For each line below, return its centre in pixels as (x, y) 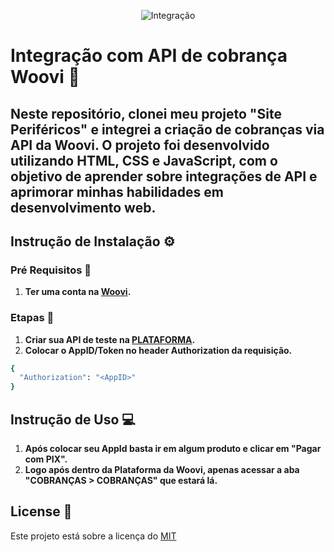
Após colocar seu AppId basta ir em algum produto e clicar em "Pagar (173, 448)
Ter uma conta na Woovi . (78, 292)
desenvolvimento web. (83, 207)
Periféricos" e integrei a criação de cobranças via (167, 129)
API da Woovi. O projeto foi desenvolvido (140, 145)
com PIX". (46, 459)
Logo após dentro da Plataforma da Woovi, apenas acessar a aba (162, 469)
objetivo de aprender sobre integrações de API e (164, 176)
